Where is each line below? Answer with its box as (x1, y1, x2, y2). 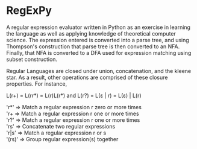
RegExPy (6, 4, 52, 17)
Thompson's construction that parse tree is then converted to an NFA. (6, 43, 180, 50)
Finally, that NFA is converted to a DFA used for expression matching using (6, 49, 192, 56)
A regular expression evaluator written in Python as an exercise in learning (6, 24, 191, 31)
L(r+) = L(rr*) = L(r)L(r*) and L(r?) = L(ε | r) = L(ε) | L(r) (6, 92, 142, 99)
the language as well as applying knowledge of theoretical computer (6, 30, 177, 37)
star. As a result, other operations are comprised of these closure (6, 74, 168, 81)
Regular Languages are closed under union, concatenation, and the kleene (6, 67, 192, 74)
